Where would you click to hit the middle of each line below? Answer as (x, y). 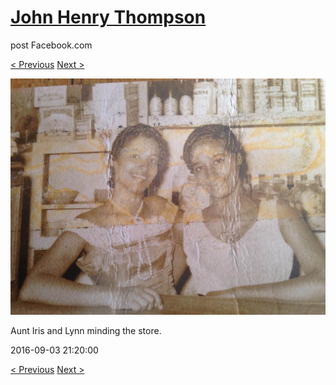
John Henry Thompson (108, 17)
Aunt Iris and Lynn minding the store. (86, 330)
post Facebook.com (51, 45)
